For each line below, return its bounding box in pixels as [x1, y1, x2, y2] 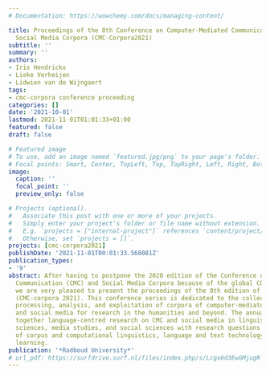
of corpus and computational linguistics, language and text [15, 331, 225, 339]
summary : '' [8, 49, 48, 57]
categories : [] [8, 101, 59, 109]
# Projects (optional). [8, 205, 88, 213]
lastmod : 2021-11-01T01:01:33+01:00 [8, 116, 131, 124]
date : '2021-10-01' [8, 108, 74, 116]
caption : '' [15, 175, 56, 183]
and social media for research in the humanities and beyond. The [15, 309, 243, 317]
